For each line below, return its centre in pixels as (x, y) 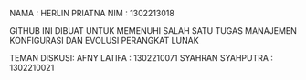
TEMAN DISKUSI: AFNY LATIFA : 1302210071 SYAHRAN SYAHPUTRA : (142, 58)
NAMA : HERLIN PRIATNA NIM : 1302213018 (92, 13)
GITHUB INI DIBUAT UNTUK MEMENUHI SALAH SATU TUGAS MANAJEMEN (153, 30)
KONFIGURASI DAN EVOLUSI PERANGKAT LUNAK (104, 40)
